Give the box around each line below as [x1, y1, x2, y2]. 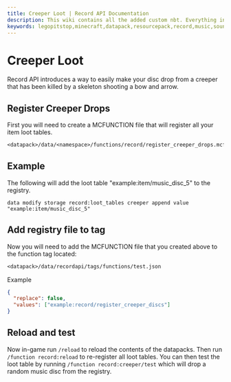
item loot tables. [7, 128, 53, 136]
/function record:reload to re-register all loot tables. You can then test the [7, 352, 220, 361]
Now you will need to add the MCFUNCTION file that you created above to [7, 242, 218, 251]
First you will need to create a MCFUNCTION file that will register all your [7, 121, 214, 129]
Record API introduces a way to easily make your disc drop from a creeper [7, 75, 218, 83]
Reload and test [7, 327, 76, 339]
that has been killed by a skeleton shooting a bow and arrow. [7, 83, 179, 91]
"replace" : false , [13, 295, 67, 302]
